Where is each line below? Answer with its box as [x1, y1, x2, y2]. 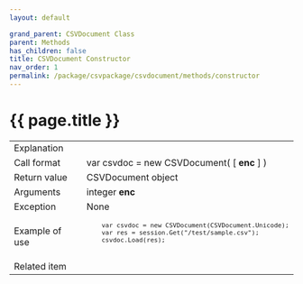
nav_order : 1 [9, 63, 59, 72]
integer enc [86, 186, 135, 198]
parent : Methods [9, 38, 70, 47]
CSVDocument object [86, 170, 179, 183]
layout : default [9, 13, 70, 23]
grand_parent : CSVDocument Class [9, 29, 135, 39]
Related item [14, 260, 68, 272]
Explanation [14, 142, 64, 154]
